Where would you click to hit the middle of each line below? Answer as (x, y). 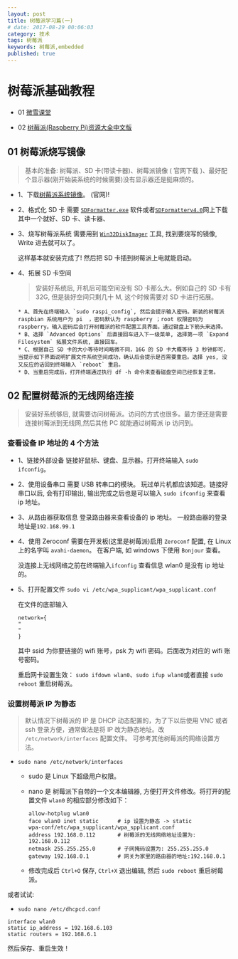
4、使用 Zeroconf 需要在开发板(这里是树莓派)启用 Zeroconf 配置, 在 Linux (124, 541)
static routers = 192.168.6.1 (52, 934)
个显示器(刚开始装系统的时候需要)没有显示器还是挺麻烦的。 (111, 179)
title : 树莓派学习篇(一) (40, 21)
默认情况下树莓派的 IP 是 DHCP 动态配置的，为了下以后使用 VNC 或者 (126, 720)
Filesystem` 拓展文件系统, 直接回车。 (69, 342)
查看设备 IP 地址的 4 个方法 (53, 444)
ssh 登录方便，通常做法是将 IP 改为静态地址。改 (94, 730)
